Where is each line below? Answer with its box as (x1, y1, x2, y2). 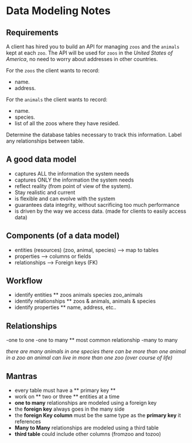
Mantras (6, 371, 37, 381)
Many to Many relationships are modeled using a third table (14, 424, 159, 431)
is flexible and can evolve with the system (14, 195, 116, 202)
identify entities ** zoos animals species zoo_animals (14, 291, 143, 298)
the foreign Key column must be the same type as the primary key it (14, 412, 181, 419)
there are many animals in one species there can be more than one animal (6, 348, 186, 355)
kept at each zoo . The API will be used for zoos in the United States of (6, 49, 173, 56)
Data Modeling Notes (6, 4, 111, 18)
